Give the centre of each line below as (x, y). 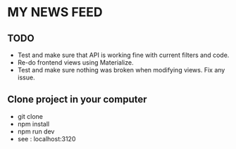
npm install (33, 124)
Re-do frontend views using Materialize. (75, 63)
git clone (30, 116)
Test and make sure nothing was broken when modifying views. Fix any (121, 70)
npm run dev (36, 131)
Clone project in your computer (77, 99)
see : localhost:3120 (46, 138)
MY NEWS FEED (55, 12)
